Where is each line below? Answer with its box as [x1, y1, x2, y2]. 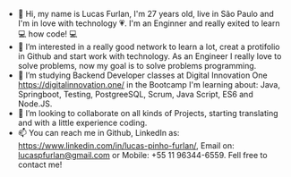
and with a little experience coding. [17, 117, 148, 128]
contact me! [17, 159, 63, 170]
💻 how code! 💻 [17, 29, 78, 39]
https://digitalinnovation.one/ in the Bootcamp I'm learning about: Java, [17, 80, 280, 89]
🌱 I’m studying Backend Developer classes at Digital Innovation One [17, 70, 268, 80]
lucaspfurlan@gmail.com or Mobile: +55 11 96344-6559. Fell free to [17, 150, 268, 160]
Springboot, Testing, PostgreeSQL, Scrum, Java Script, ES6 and [17, 89, 253, 99]
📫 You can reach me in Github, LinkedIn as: [17, 128, 180, 138]
